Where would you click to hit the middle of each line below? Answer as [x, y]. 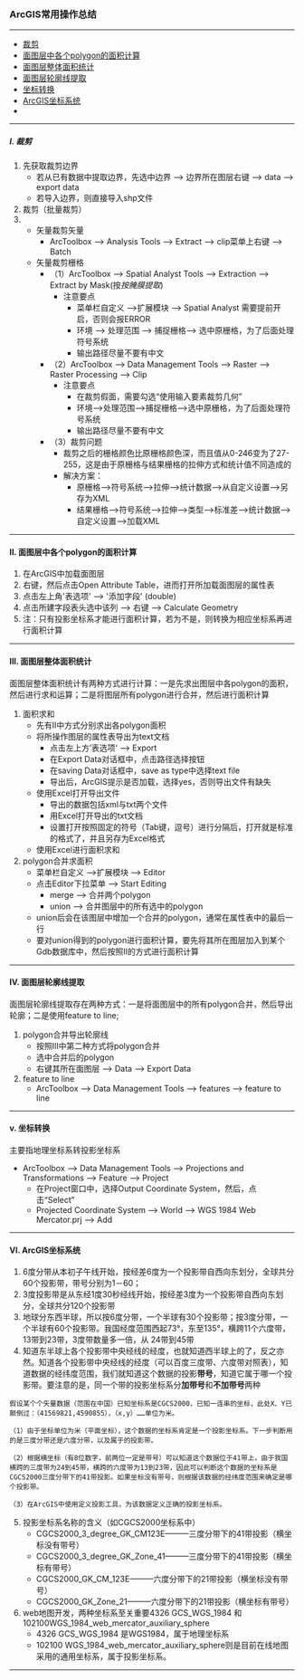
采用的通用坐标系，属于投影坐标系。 [104, 1656]
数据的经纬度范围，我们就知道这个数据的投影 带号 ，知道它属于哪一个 [157, 1374]
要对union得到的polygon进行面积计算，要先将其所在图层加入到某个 [161, 940]
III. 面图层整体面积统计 [51, 662]
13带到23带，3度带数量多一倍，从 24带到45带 [108, 1340]
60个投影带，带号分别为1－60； [82, 1284]
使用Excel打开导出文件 [78, 793]
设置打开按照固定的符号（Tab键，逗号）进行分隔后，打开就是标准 [171, 826]
